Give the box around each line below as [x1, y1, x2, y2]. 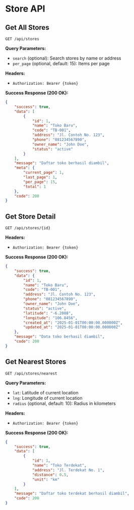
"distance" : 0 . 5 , [32, 472, 69, 477]
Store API [5, 3, 45, 15]
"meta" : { [14, 165, 35, 171]
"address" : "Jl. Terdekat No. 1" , [32, 468, 105, 473]
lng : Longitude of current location [12, 395, 83, 401]
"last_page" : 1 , [23, 175, 57, 180]
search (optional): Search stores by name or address [12, 55, 121, 61]
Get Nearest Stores [5, 358, 66, 366]
